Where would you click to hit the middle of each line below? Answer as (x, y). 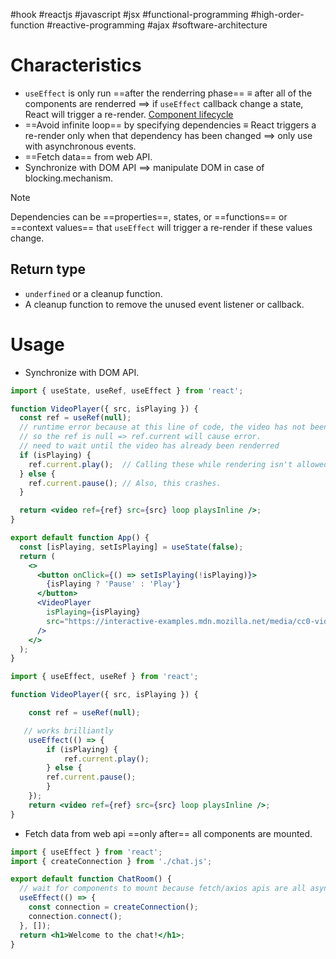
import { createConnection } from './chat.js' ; (111, 861)
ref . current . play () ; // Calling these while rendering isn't (160, 464)
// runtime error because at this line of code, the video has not (163, 427)
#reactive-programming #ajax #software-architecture (157, 25)
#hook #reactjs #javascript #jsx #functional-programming (129, 14)
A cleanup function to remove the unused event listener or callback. (164, 304)
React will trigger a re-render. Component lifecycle (129, 114)
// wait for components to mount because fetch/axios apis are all (163, 889)
